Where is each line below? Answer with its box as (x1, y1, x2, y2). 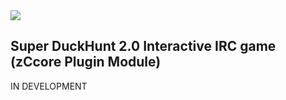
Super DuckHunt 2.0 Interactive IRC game (10, 38, 277, 55)
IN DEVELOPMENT (10, 80, 88, 92)
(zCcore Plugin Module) (10, 54, 162, 71)
